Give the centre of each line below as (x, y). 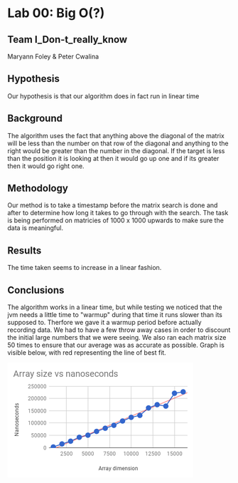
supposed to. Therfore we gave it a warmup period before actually (104, 323)
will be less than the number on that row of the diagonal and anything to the (118, 143)
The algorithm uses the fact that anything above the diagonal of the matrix (116, 135)
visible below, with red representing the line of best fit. (87, 353)
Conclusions (36, 290)
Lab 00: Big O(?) (56, 13)
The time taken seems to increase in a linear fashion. (85, 268)
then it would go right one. (46, 166)
